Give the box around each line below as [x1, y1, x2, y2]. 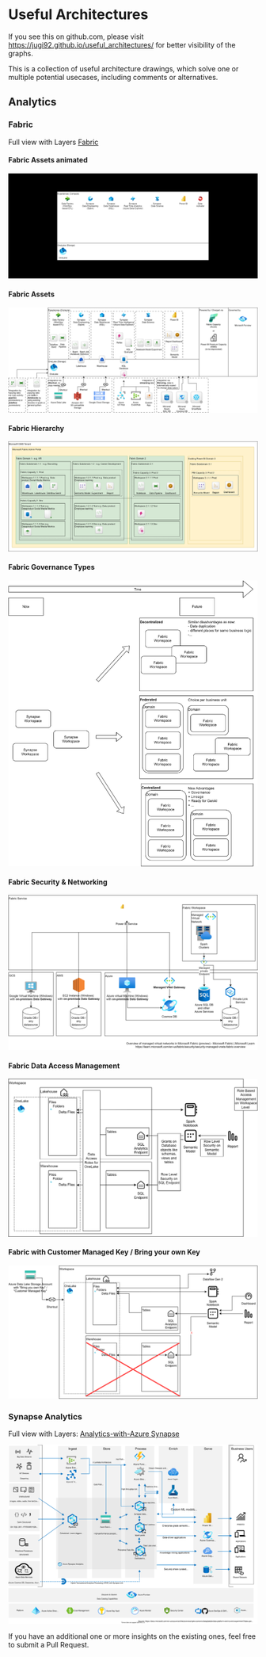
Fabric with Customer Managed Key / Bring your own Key [8, 1247, 200, 1257]
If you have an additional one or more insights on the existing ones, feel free [8, 1631, 256, 1641]
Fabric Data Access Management [8, 1060, 120, 1071]
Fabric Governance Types [8, 563, 95, 572]
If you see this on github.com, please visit [8, 32, 144, 41]
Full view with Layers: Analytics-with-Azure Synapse [8, 1429, 180, 1439]
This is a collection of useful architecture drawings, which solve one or [8, 63, 239, 73]
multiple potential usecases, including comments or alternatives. [8, 72, 218, 82]
